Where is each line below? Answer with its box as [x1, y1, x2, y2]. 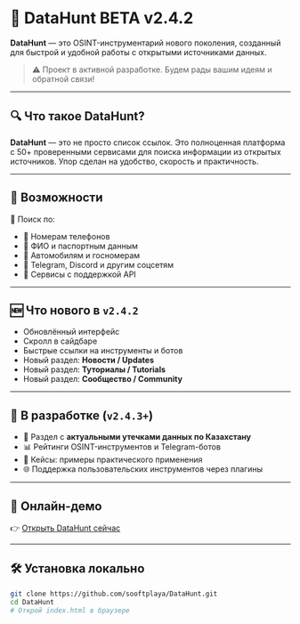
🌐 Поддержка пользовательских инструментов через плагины [22, 464, 264, 474]
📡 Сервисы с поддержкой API [22, 269, 136, 280]
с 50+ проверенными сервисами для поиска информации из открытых [10, 146, 281, 157]
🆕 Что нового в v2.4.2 [10, 303, 139, 318]
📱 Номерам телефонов [22, 231, 110, 241]
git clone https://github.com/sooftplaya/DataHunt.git [10, 589, 218, 598]
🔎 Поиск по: [10, 214, 56, 224]
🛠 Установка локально [10, 561, 145, 577]
